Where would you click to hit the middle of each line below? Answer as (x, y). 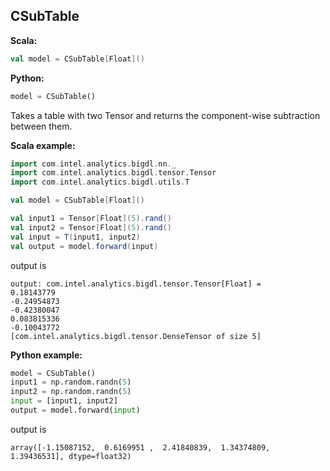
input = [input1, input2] (64, 401)
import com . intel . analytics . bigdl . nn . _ (93, 164)
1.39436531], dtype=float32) (71, 456)
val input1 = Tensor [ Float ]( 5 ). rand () (91, 219)
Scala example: (43, 145)
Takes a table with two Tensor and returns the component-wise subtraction (165, 115)
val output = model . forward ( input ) (84, 246)
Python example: (46, 355)
